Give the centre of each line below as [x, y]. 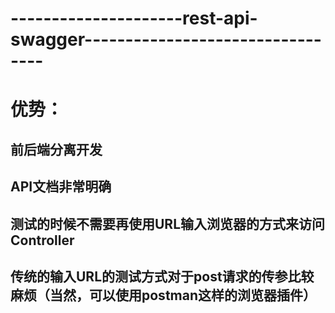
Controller [42, 240]
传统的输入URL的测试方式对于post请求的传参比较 [162, 276]
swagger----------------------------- [166, 39]
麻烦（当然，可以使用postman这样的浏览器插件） [163, 295]
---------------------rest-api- [134, 18]
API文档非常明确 [61, 187]
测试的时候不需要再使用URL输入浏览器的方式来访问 [168, 223]
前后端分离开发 [56, 149]
